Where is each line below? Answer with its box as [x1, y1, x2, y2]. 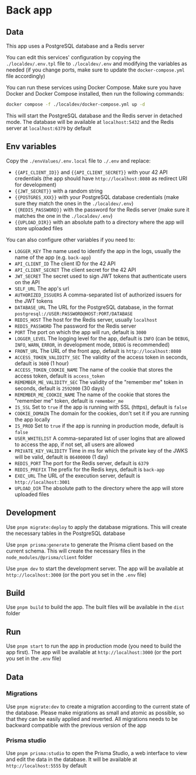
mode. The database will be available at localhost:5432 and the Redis [6, 118, 174, 125]
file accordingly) [6, 73, 46, 79]
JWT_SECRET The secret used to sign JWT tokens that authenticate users [14, 272, 187, 279]
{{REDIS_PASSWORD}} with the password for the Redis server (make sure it [14, 206, 190, 213]
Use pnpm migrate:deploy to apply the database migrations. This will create [6, 523, 187, 530]
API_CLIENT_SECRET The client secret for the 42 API [14, 266, 136, 273]
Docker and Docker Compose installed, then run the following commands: [6, 90, 184, 97]
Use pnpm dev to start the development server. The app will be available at [6, 565, 184, 572]
